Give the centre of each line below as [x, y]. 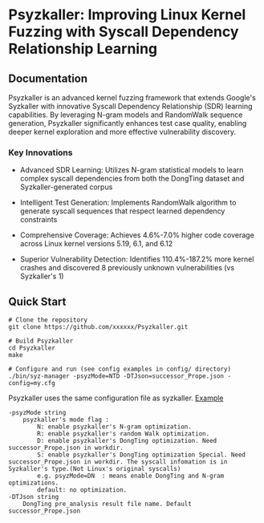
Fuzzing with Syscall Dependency [124, 32]
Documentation [48, 78]
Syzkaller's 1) [42, 276]
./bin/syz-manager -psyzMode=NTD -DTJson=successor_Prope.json [116, 376]
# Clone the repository [48, 320]
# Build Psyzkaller [41, 341]
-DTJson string [34, 497]
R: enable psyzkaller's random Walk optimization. [124, 434]
